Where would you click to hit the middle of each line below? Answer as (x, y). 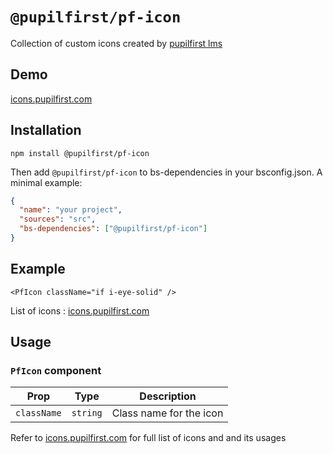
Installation (46, 130)
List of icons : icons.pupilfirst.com (80, 310)
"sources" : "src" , (58, 219)
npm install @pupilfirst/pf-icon (80, 153)
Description (168, 396)
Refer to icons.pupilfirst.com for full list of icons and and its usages (148, 438)
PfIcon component (56, 371)
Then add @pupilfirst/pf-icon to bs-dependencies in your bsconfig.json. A (166, 172)
